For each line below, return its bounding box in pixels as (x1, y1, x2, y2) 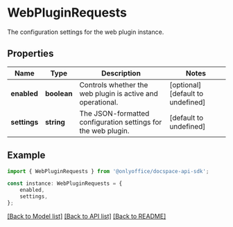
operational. (79, 97, 119, 107)
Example (7, 149, 46, 161)
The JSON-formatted (79, 109, 150, 118)
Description (101, 68, 141, 78)
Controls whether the (79, 80, 148, 89)
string (44, 117, 66, 127)
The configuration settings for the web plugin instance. (7, 28, 164, 36)
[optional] (169, 80, 202, 89)
